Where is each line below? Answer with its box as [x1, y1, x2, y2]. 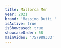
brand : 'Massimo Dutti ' [5, 16, 57, 21]
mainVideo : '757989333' [5, 35, 55, 40]
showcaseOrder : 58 [5, 30, 43, 35]
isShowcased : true [5, 26, 43, 31]
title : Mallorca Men [5, 7, 48, 12]
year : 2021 [5, 12, 28, 17]
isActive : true [5, 21, 37, 26]
